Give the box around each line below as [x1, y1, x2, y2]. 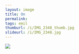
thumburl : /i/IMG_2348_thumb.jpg [5, 26, 75, 30]
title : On [5, 12, 26, 17]
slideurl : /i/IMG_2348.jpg [5, 30, 61, 35]
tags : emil [5, 21, 28, 26]
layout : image [5, 7, 35, 12]
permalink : [5, 16, 28, 21]
